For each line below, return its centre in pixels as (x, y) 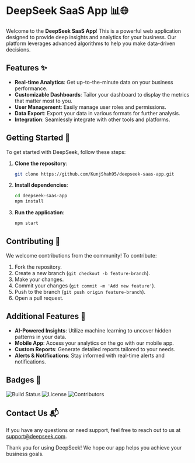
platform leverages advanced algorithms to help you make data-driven (91, 43)
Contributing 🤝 (33, 241)
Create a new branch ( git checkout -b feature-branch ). (82, 273)
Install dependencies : (41, 185)
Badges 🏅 (24, 380)
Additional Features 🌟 (46, 316)
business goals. (25, 454)
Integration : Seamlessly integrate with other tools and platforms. (92, 119)
